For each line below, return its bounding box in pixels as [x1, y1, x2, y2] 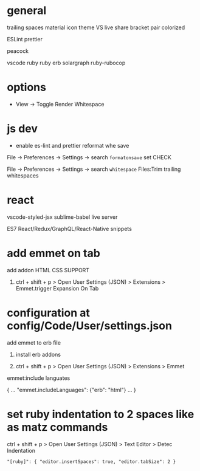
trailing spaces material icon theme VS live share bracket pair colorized [7, 24, 185, 31]
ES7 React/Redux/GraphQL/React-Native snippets [7, 225, 133, 232]
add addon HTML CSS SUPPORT [7, 266, 90, 273]
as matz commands [7, 420, 108, 434]
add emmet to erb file [7, 339, 61, 346]
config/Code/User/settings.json [7, 318, 173, 332]
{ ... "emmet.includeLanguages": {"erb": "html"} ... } [7, 386, 136, 393]
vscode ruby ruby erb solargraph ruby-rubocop [7, 59, 126, 66]
